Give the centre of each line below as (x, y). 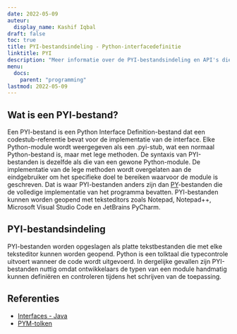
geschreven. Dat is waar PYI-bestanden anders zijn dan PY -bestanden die (115, 185)
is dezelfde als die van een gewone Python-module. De (120, 162)
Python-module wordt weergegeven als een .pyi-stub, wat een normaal (111, 147)
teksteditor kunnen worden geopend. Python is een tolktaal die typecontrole (118, 254)
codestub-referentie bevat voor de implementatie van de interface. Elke (111, 139)
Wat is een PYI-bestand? (63, 115)
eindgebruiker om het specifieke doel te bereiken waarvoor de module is (113, 177)
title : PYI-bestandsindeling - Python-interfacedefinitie (94, 47)
